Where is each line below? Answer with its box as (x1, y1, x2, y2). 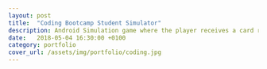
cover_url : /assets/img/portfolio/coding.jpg (8, 48, 161, 56)
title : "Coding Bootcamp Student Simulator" (8, 19, 161, 27)
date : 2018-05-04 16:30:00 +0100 (8, 33, 126, 42)
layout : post (8, 11, 52, 20)
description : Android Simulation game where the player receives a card (8, 26, 254, 34)
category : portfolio (8, 41, 77, 49)
